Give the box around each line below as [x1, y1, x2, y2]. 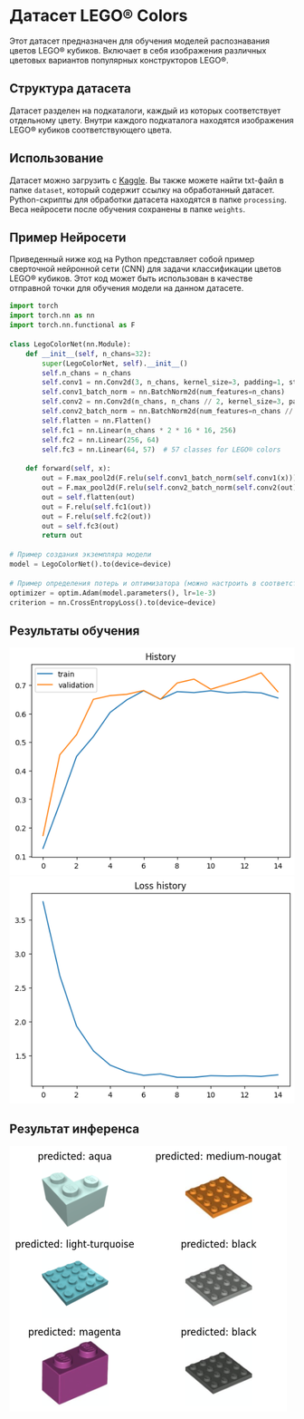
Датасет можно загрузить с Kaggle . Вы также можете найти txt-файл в [9, 174, 285, 186]
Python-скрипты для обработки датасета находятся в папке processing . [9, 194, 288, 205]
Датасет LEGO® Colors [9, 5, 188, 26]
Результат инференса [9, 1122, 140, 1137]
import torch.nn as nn [9, 311, 95, 320]
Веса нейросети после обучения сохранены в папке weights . [9, 203, 246, 214]
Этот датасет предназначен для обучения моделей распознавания [9, 35, 270, 46]
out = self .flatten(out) [42, 492, 136, 501]
